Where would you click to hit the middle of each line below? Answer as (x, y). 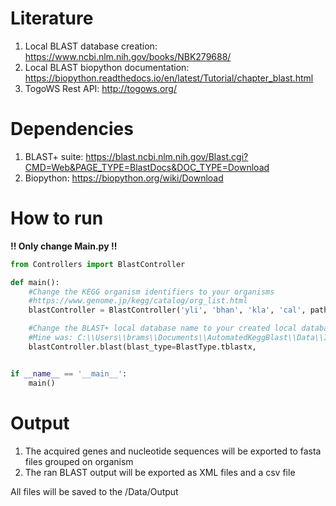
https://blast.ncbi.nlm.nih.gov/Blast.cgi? (167, 156)
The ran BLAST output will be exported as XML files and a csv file (160, 472)
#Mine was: (51, 338)
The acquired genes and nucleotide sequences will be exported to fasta (173, 451)
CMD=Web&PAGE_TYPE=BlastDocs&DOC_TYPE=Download (147, 167)
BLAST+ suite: (54, 156)
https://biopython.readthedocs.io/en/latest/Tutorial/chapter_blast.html (169, 78)
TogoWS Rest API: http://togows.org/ (100, 88)
